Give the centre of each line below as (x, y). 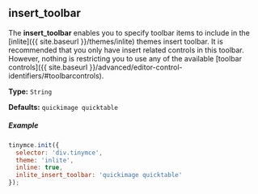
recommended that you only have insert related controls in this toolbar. (126, 50)
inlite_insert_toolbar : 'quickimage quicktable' (99, 175)
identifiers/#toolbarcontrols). (56, 75)
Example (23, 125)
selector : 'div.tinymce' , (59, 153)
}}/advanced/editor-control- (136, 67)
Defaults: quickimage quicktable (63, 107)
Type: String (30, 91)
